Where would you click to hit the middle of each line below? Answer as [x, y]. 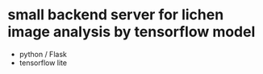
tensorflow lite [43, 63]
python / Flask [43, 54]
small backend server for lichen [116, 15]
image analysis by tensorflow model [131, 32]
